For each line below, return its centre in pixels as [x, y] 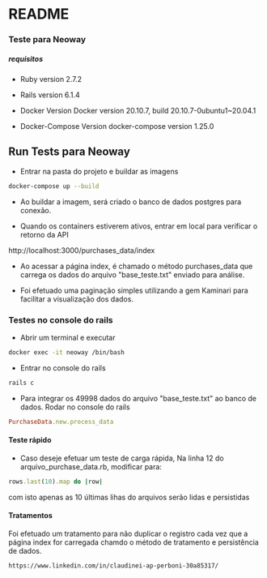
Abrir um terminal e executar [68, 338]
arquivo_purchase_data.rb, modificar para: [91, 466]
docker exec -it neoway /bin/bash [67, 353]
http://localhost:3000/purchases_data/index [82, 250]
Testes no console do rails [61, 319]
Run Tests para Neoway [70, 152]
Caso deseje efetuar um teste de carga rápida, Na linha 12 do [122, 458]
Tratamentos [30, 516]
